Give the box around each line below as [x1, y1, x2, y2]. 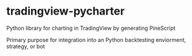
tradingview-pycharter [6, 4, 125, 18]
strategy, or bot [6, 43, 45, 50]
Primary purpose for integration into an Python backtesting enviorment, [6, 36, 186, 43]
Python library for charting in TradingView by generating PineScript [6, 24, 176, 32]
